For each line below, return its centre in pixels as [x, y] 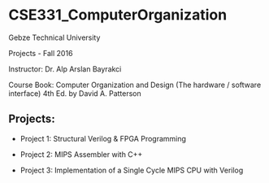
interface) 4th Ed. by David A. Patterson [75, 93]
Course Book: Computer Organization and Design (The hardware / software [135, 85]
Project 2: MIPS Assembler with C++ [81, 154]
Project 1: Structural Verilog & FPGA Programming [103, 138]
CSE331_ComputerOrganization [118, 15]
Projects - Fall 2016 [41, 53]
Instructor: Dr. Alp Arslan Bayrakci [65, 69]
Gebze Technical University [54, 37]
